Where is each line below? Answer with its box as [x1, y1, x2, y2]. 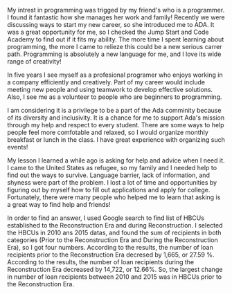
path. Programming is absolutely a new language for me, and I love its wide [7, 50, 222, 58]
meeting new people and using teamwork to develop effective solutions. [7, 86, 213, 93]
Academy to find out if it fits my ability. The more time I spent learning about [7, 35, 224, 44]
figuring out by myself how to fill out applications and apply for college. [7, 186, 211, 194]
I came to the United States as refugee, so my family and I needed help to [7, 164, 217, 172]
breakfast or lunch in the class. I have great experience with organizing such [7, 136, 225, 144]
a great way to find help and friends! [7, 201, 111, 208]
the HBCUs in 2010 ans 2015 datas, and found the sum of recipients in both [7, 228, 222, 237]
